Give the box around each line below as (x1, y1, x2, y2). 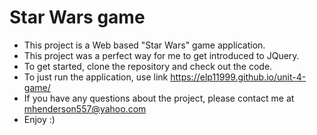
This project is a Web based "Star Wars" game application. (23, 39, 266, 51)
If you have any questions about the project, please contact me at (23, 92, 295, 104)
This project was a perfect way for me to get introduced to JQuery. (23, 49, 300, 61)
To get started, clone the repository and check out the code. (23, 60, 273, 72)
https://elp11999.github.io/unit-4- (170, 71, 307, 83)
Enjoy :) (23, 113, 56, 125)
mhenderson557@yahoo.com (23, 102, 147, 115)
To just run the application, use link (23, 71, 169, 83)
